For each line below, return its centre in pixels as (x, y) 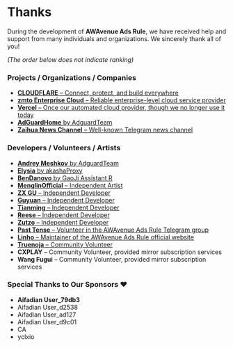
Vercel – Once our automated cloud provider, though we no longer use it (121, 108)
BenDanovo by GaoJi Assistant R (65, 177)
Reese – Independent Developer (63, 215)
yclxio (26, 337)
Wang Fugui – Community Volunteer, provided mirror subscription (112, 259)
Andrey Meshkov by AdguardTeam (68, 163)
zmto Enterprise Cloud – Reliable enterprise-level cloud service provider (121, 100)
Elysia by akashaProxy (50, 171)
